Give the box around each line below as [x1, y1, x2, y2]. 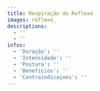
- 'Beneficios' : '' [13, 67, 69, 74]
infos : [7, 42, 26, 49]
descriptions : [7, 23, 48, 29]
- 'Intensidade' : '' [13, 55, 72, 62]
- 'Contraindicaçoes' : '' [13, 73, 88, 81]
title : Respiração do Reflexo [7, 10, 94, 17]
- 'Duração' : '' [13, 49, 60, 55]
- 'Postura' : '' [13, 61, 60, 68]
